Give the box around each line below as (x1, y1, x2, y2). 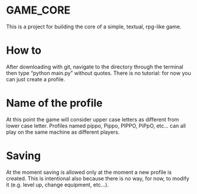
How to (6, 44, 42, 57)
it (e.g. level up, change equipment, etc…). (6, 181, 109, 188)
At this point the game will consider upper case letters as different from (6, 116, 179, 123)
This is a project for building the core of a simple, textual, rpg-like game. (6, 23, 182, 30)
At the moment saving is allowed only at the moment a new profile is (6, 169, 172, 176)
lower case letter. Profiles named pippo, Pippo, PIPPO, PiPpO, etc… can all (6, 122, 186, 129)
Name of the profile (6, 97, 103, 110)
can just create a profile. (6, 75, 65, 83)
